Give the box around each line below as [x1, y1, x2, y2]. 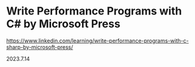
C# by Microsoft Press [6, 17, 121, 31]
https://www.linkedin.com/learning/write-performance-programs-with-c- [6, 37, 189, 44]
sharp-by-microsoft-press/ [6, 43, 73, 51]
